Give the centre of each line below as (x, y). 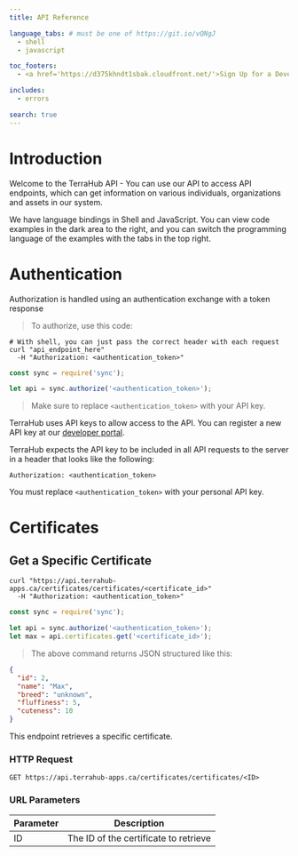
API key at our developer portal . (67, 433)
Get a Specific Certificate (81, 560)
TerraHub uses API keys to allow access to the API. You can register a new (145, 423)
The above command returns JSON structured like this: (132, 653)
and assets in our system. (56, 202)
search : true (33, 115)
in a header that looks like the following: (82, 460)
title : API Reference (49, 17)
